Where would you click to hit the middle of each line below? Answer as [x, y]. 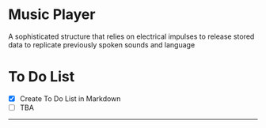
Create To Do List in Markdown [70, 98]
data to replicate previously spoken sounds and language [102, 44]
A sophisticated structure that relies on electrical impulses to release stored [131, 36]
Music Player [52, 15]
